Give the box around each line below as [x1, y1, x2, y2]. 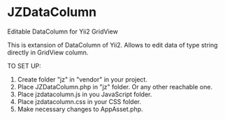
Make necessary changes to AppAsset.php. [17, 105, 143, 113]
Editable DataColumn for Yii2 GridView [7, 27, 119, 36]
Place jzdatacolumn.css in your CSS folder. [17, 97, 142, 105]
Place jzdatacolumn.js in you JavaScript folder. [17, 90, 152, 98]
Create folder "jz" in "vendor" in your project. [17, 75, 148, 84]
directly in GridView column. [7, 48, 89, 57]
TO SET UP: [7, 61, 42, 70]
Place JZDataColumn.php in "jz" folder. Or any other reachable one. [17, 82, 213, 91]
